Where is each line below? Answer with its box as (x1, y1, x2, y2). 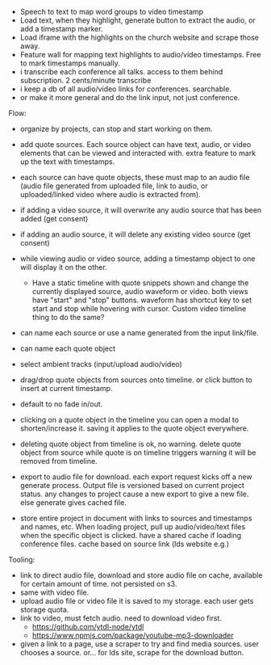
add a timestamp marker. (19, 24, 103, 33)
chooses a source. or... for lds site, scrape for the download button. (19, 648, 244, 657)
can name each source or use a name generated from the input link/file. (19, 328, 259, 338)
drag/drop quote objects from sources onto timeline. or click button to (19, 375, 252, 385)
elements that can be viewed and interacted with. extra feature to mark (19, 149, 256, 158)
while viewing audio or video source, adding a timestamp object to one (19, 254, 256, 263)
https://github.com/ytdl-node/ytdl (31, 622, 144, 631)
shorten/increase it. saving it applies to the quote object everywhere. (19, 423, 249, 433)
